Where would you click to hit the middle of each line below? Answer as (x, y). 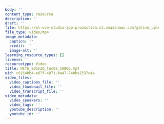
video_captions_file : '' (35, 82)
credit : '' (20, 46)
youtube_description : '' (35, 110)
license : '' (17, 60)
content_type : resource (29, 14)
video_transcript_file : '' (37, 91)
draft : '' (15, 23)
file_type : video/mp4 (27, 32)
